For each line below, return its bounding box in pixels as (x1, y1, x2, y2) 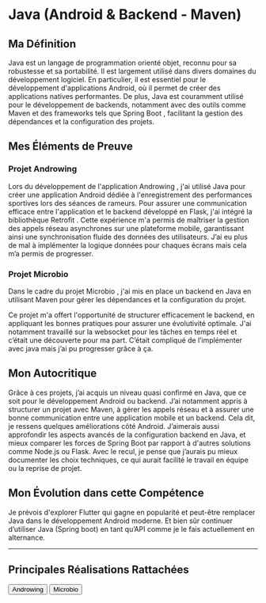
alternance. (8, 533, 46, 542)
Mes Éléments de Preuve (8, 140, 133, 154)
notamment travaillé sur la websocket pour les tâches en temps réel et (8, 327, 237, 336)
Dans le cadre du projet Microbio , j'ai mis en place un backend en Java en (8, 286, 252, 296)
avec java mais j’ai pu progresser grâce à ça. (8, 343, 154, 353)
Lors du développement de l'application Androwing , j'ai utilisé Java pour (8, 181, 246, 191)
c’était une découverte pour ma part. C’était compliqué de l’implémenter (8, 335, 243, 345)
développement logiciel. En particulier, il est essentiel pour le (8, 75, 207, 84)
